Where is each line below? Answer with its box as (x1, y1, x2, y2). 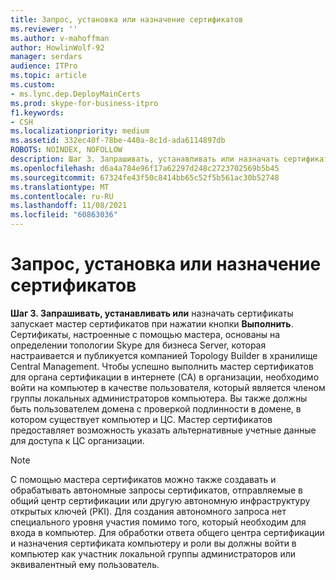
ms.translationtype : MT (10, 182, 110, 192)
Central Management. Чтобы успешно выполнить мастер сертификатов (10, 360, 314, 372)
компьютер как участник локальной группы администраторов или (10, 547, 297, 560)
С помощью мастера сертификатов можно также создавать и (10, 473, 277, 485)
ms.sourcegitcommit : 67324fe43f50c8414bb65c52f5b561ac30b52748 (10, 172, 280, 183)
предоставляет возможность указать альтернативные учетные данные (10, 424, 317, 436)
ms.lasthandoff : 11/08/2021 (10, 201, 128, 211)
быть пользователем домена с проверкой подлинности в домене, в (10, 402, 302, 415)
